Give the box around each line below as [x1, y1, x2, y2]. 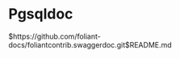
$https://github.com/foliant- [8, 31, 101, 41]
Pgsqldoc [8, 5, 73, 23]
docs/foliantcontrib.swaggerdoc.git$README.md [8, 39, 172, 49]
